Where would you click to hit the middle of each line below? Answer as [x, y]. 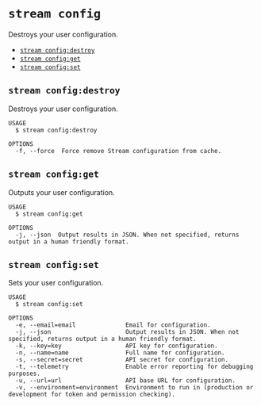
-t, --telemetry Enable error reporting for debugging [134, 367]
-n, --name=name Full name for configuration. [120, 353]
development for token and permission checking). [92, 395]
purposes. [25, 374]
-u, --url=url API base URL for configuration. [126, 381]
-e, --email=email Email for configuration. [113, 325]
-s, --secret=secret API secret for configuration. [122, 360]
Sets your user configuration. [56, 283]
